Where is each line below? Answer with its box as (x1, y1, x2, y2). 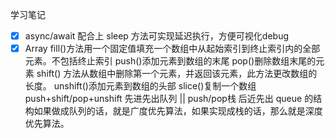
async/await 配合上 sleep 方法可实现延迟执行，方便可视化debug (24, 30, 290, 42)
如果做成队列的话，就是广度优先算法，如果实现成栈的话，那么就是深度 (33, 105, 323, 117)
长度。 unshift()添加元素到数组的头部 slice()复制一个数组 (24, 80, 257, 92)
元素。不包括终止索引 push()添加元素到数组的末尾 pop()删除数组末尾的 (24, 55, 317, 67)
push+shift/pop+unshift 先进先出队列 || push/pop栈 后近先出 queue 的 (24, 93, 314, 105)
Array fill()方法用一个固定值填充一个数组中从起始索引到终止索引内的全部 (24, 43, 321, 55)
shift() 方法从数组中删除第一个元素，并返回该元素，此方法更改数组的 (36, 68, 318, 80)
